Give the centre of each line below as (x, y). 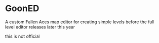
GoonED (22, 8)
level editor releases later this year (40, 27)
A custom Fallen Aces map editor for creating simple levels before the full (80, 22)
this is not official (22, 36)
